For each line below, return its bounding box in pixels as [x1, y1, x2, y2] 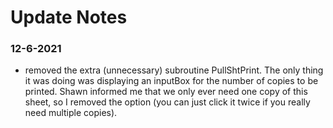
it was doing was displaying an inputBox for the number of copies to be [24, 75, 319, 87]
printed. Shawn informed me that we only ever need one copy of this [24, 86, 308, 98]
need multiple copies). [24, 107, 118, 119]
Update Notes [10, 6, 128, 29]
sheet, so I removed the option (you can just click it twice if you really [24, 96, 311, 108]
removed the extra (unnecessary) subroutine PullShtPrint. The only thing [24, 64, 324, 76]
